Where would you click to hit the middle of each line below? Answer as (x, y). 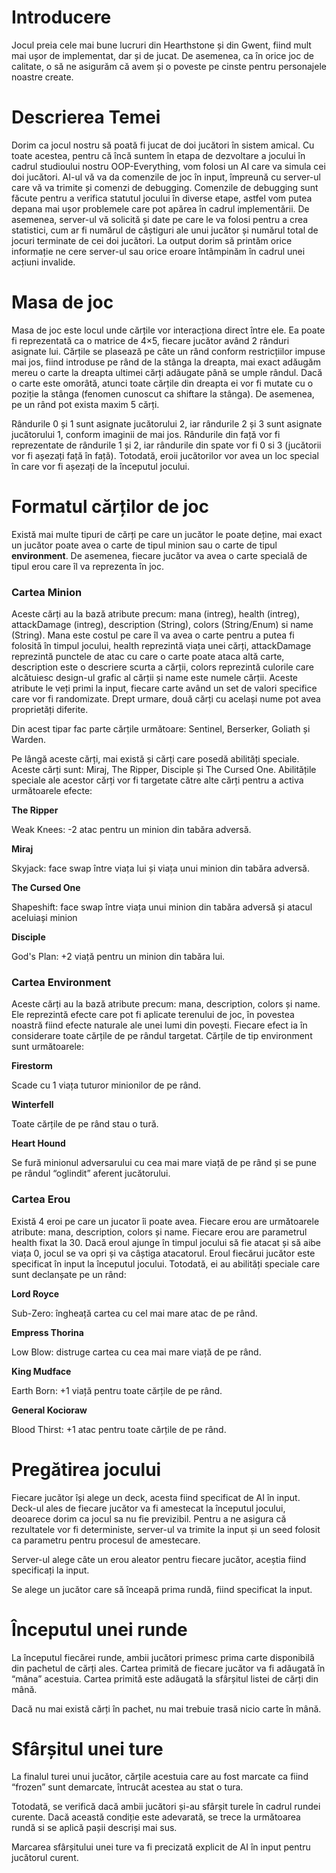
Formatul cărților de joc (110, 507)
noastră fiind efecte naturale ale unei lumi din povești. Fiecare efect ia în (159, 1025)
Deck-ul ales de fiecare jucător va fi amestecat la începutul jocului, (148, 1508)
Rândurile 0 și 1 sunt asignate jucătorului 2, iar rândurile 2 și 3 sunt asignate (167, 423)
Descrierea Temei (86, 117)
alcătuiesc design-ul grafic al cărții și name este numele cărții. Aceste (155, 678)
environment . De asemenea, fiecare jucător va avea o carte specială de (159, 555)
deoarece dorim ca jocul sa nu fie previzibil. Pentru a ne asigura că (149, 1518)
